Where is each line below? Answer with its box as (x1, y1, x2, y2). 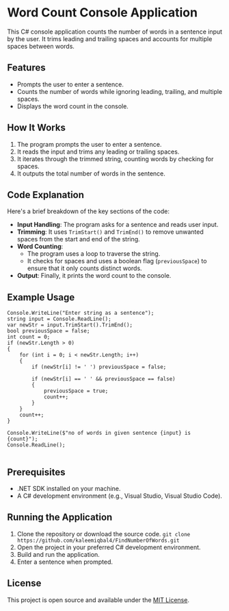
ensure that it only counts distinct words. (27, 264, 142, 272)
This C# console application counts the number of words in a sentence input (7, 27, 223, 36)
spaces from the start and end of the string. (16, 235, 140, 243)
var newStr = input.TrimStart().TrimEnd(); (7, 322, 133, 328)
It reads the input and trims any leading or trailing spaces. (16, 147, 180, 156)
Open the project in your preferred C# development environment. (16, 543, 201, 551)
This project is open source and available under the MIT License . (7, 595, 190, 604)
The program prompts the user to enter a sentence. (16, 140, 162, 148)
